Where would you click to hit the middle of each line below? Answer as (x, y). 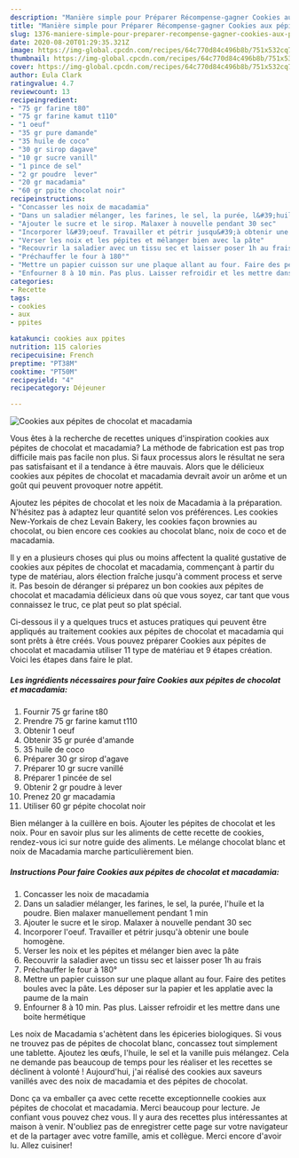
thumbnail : (30, 59)
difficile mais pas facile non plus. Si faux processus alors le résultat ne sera (147, 457)
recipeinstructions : (48, 199)
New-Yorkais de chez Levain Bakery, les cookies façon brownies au (134, 522)
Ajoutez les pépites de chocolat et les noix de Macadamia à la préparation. (146, 503)
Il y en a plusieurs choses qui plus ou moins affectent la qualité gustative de (148, 558)
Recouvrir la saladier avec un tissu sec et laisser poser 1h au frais (142, 960)
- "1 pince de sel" (46, 166)
